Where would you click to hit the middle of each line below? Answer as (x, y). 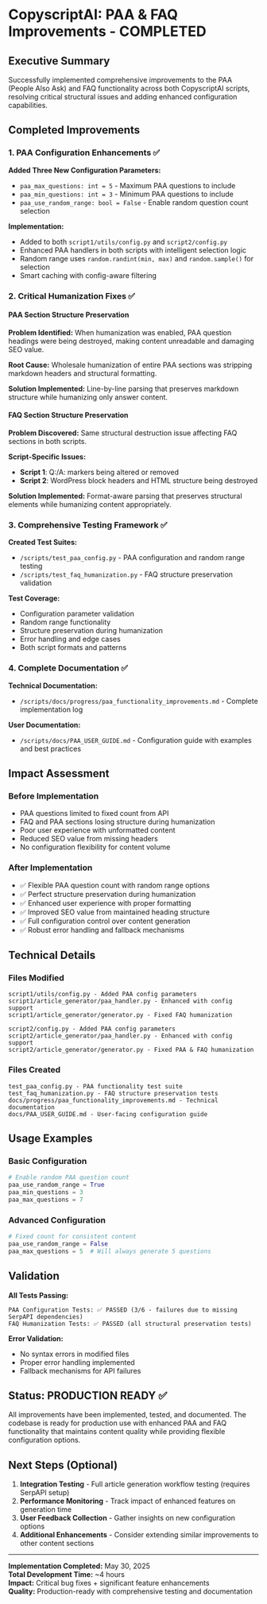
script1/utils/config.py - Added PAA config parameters (103, 995)
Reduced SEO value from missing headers (89, 839)
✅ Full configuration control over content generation (105, 921)
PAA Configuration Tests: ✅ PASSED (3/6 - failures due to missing (123, 1310)
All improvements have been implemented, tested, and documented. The (127, 1415)
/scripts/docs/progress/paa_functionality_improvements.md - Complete (139, 701)
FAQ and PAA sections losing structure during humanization (118, 822)
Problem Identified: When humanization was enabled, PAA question (120, 332)
